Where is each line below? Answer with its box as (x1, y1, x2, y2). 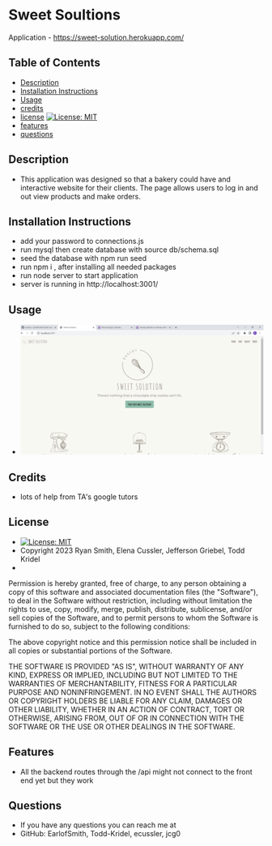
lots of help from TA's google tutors (19, 492, 138, 502)
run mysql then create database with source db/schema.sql (19, 245, 219, 254)
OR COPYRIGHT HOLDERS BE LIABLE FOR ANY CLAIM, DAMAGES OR (8, 695, 243, 706)
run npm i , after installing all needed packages (19, 262, 176, 272)
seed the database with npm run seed (19, 254, 147, 263)
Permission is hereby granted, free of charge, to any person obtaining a (8, 578, 247, 588)
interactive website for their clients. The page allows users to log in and (19, 182, 259, 192)
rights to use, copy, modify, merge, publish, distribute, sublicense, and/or (8, 604, 253, 613)
